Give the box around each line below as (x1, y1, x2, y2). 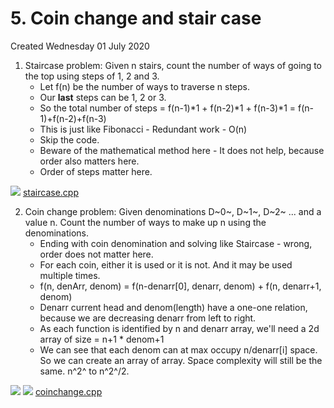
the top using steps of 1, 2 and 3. (24, 70, 160, 82)
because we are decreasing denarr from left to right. (39, 312, 257, 324)
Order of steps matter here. (39, 165, 153, 177)
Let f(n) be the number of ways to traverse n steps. (39, 80, 250, 92)
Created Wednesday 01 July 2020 (10, 40, 150, 52)
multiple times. (39, 269, 101, 281)
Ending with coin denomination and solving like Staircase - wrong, (39, 237, 313, 249)
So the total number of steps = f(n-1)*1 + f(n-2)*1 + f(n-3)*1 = (39, 102, 297, 114)
